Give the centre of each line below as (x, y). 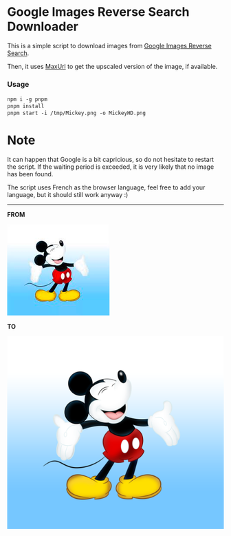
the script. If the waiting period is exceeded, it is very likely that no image (111, 167)
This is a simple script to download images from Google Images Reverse (109, 45)
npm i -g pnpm (27, 100)
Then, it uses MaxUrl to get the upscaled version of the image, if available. (112, 66)
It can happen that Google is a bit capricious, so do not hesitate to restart (111, 160)
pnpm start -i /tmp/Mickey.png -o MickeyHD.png (77, 113)
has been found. (30, 174)
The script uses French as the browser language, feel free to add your (106, 187)
